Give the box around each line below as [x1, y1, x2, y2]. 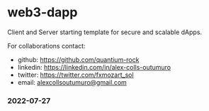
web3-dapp [7, 4, 78, 21]
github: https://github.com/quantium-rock [17, 55, 140, 64]
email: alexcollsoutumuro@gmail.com [17, 78, 128, 86]
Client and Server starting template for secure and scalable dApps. [7, 28, 203, 36]
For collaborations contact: [7, 41, 86, 50]
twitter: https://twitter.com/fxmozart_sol [17, 70, 134, 79]
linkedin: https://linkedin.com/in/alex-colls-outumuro [17, 63, 171, 71]
